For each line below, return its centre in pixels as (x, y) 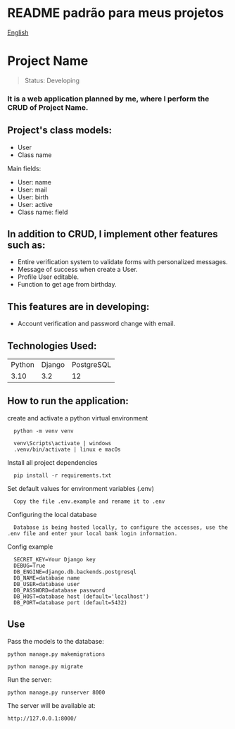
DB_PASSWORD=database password (59, 590)
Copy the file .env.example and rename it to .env (89, 501)
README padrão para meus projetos (115, 13)
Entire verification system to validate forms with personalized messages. (122, 262)
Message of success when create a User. (78, 270)
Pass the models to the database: (56, 641)
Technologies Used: (52, 345)
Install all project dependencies (52, 462)
